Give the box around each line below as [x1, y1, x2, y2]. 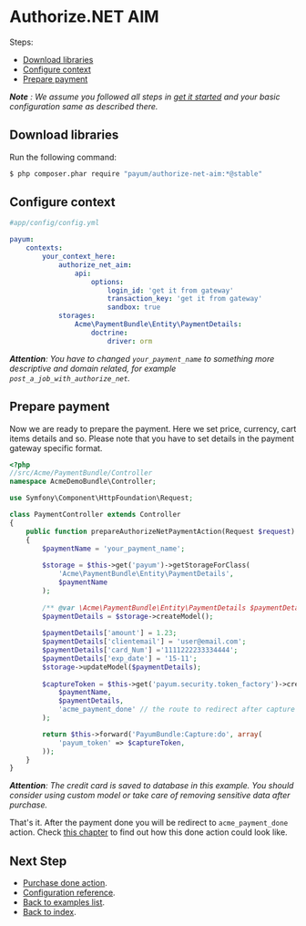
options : [90, 277, 125, 286]
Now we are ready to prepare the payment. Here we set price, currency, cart [9, 423, 297, 434]
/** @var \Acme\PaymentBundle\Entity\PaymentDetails [42, 603, 247, 612]
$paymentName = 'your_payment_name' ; [42, 544, 185, 553]
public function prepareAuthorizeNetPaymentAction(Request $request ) [25, 527, 296, 536]
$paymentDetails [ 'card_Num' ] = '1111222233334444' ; [42, 645, 239, 654]
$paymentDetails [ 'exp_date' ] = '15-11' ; [42, 653, 198, 663]
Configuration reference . [22, 887, 116, 899]
